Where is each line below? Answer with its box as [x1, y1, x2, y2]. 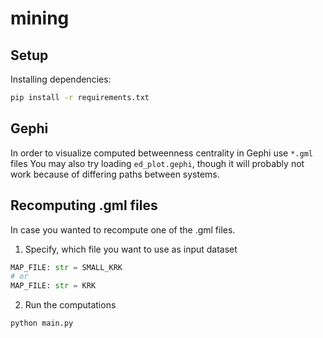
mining [10, 7, 70, 30]
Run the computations [24, 299, 117, 311]
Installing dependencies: [10, 73, 112, 85]
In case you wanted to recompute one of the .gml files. [10, 223, 236, 236]
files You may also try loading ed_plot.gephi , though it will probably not [10, 157, 305, 169]
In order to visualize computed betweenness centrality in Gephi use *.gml [10, 147, 313, 159]
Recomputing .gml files [10, 197, 158, 214]
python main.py [10, 318, 74, 329]
